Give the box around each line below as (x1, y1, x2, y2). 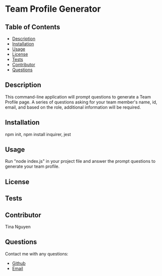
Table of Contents (5, 23, 61, 31)
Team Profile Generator (5, 3, 101, 15)
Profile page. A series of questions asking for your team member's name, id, (5, 99, 158, 105)
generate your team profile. (5, 163, 60, 169)
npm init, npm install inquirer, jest (5, 131, 71, 137)
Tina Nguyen (5, 224, 31, 230)
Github (12, 260, 26, 266)
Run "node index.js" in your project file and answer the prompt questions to (5, 158, 156, 164)
